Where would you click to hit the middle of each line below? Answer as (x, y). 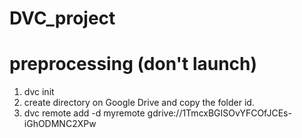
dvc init (39, 92)
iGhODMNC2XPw (60, 124)
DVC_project (62, 18)
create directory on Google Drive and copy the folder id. (139, 103)
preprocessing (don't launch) (133, 64)
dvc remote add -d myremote (84, 113)
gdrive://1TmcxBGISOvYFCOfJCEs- (219, 113)
